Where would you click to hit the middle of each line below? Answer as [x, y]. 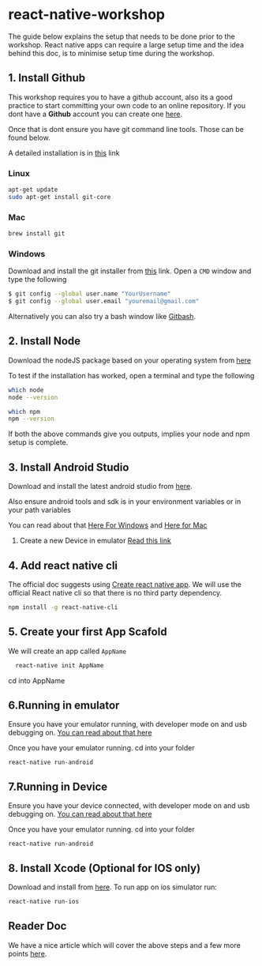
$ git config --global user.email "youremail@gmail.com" [104, 302]
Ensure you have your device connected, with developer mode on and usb [129, 806]
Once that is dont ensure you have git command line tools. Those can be [126, 129]
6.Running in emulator [64, 705]
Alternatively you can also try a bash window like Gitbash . [102, 317]
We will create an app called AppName [67, 651]
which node [26, 390]
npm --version [32, 419]
